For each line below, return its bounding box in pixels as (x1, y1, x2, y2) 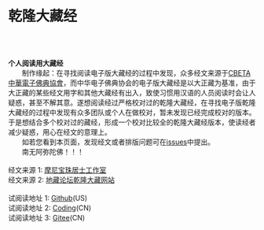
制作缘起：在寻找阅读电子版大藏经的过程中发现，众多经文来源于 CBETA (21, 68, 251, 77)
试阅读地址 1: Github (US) (8, 193, 88, 202)
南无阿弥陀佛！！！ (21, 147, 84, 156)
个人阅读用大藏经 (8, 58, 64, 68)
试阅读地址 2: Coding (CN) (8, 202, 92, 213)
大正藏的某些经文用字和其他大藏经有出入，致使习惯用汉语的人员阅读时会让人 (8, 87, 256, 97)
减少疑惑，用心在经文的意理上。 (8, 127, 112, 136)
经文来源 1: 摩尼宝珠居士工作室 (8, 165, 107, 174)
